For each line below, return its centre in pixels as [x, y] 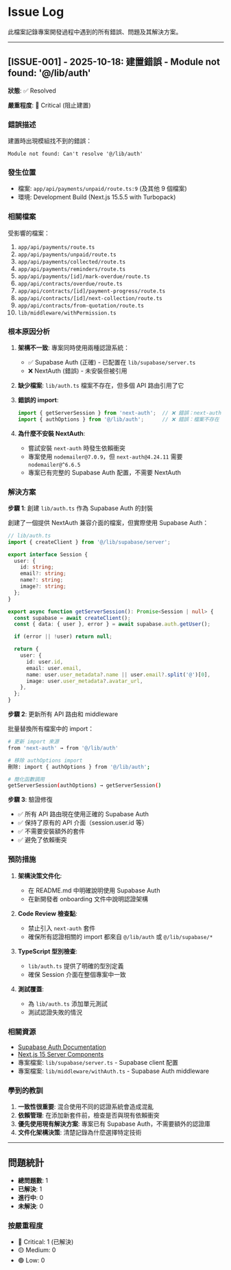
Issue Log [36, 12]
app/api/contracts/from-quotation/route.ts [81, 305]
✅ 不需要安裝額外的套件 [51, 831]
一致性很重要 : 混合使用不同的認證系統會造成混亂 [85, 1107]
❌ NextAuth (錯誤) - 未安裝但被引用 [77, 371]
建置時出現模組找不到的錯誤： [50, 141]
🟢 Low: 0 [31, 1260]
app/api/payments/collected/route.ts [72, 262]
